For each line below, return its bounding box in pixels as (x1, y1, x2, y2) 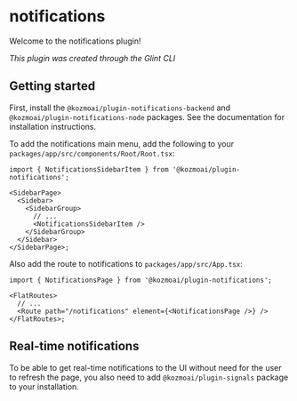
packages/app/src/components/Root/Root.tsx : (9, 148, 175, 158)
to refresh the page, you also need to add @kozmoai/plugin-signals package (9, 372, 289, 382)
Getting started (9, 78, 96, 94)
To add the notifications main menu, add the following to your (9, 138, 234, 148)
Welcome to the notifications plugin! (9, 36, 141, 46)
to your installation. (9, 381, 80, 392)
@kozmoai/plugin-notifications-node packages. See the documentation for (9, 111, 285, 122)
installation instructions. (9, 121, 97, 132)
